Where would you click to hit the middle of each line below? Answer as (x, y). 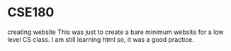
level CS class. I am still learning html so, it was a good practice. (101, 39)
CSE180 (31, 12)
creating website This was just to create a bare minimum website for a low (115, 32)
